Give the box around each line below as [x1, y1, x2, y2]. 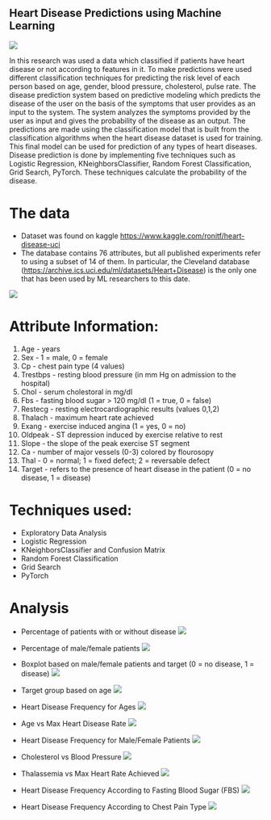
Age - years [20, 343, 60, 354]
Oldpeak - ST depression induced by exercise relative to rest [20, 430, 223, 439]
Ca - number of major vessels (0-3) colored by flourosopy [20, 447, 215, 456]
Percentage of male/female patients [20, 643, 140, 653]
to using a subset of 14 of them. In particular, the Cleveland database [20, 256, 250, 266]
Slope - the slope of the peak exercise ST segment [20, 438, 190, 448]
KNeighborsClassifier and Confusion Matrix [20, 545, 166, 554]
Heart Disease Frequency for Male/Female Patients [20, 735, 190, 745]
